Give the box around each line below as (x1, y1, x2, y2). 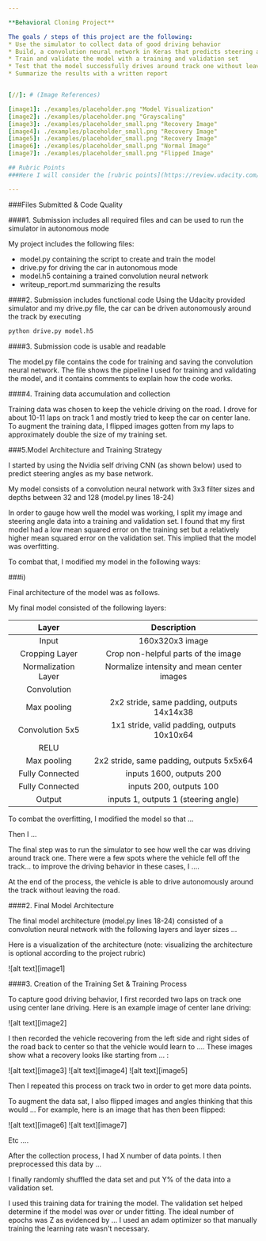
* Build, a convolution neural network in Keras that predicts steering (8, 48, 253, 55)
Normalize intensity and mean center (104, 661, 242, 672)
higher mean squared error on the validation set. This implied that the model (8, 533, 256, 543)
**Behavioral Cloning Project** (8, 18, 115, 26)
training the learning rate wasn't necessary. (8, 1224, 150, 1233)
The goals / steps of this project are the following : (8, 32, 193, 40)
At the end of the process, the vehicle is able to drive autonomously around (8, 876, 254, 886)
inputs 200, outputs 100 (127, 781, 219, 792)
